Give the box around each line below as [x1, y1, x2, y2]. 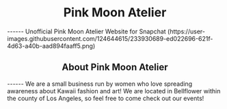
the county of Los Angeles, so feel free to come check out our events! [7, 94, 204, 102]
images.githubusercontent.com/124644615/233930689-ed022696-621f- [7, 34, 213, 42]
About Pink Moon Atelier [62, 61, 168, 73]
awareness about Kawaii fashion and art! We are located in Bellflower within [7, 87, 221, 95]
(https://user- [167, 27, 205, 35]
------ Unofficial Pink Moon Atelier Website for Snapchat [7, 27, 166, 35]
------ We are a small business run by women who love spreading [7, 80, 193, 88]
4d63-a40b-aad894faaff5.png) [7, 42, 96, 50]
